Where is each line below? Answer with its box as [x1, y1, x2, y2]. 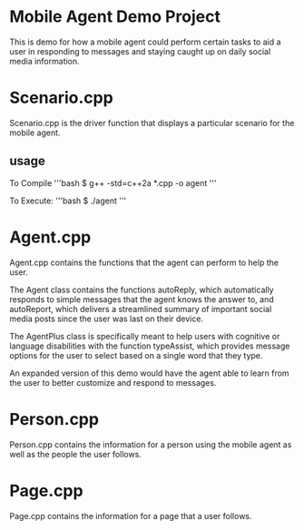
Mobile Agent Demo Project [9, 6, 221, 27]
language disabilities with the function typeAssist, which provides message [9, 340, 290, 351]
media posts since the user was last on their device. [9, 313, 204, 324]
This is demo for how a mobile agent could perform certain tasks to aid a [9, 36, 281, 47]
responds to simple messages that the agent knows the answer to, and [9, 293, 274, 305]
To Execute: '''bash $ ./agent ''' [9, 195, 127, 206]
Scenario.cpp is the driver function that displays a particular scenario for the [9, 117, 295, 128]
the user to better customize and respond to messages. [9, 377, 217, 388]
